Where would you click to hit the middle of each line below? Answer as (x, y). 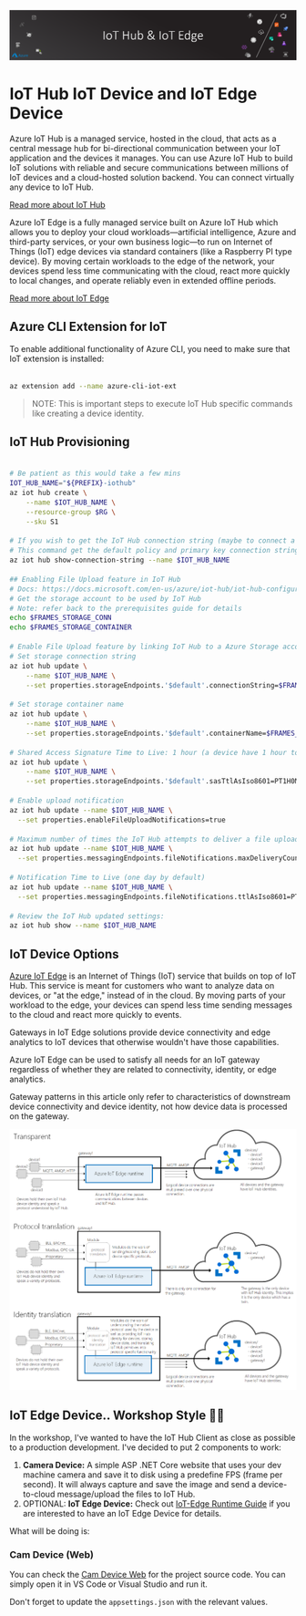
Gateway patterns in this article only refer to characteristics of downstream (150, 1097)
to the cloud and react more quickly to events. (96, 1015)
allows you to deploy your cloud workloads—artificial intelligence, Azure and (153, 233)
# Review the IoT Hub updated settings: (87, 916)
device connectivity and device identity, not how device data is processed (148, 1107)
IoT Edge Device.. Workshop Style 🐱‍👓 (117, 1416)
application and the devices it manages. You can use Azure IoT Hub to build (151, 158)
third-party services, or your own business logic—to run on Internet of (141, 242)
